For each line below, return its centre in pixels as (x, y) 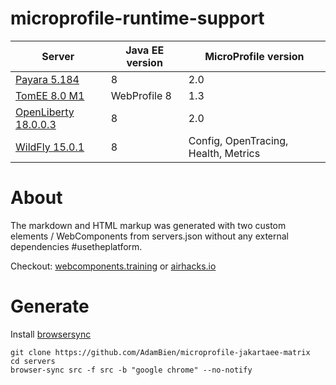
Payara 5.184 (47, 79)
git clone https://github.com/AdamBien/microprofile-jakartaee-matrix (160, 352)
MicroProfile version (254, 56)
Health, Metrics (224, 153)
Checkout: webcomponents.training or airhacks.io (113, 266)
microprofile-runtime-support (137, 18)
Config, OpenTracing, (238, 140)
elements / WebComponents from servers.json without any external (150, 236)
